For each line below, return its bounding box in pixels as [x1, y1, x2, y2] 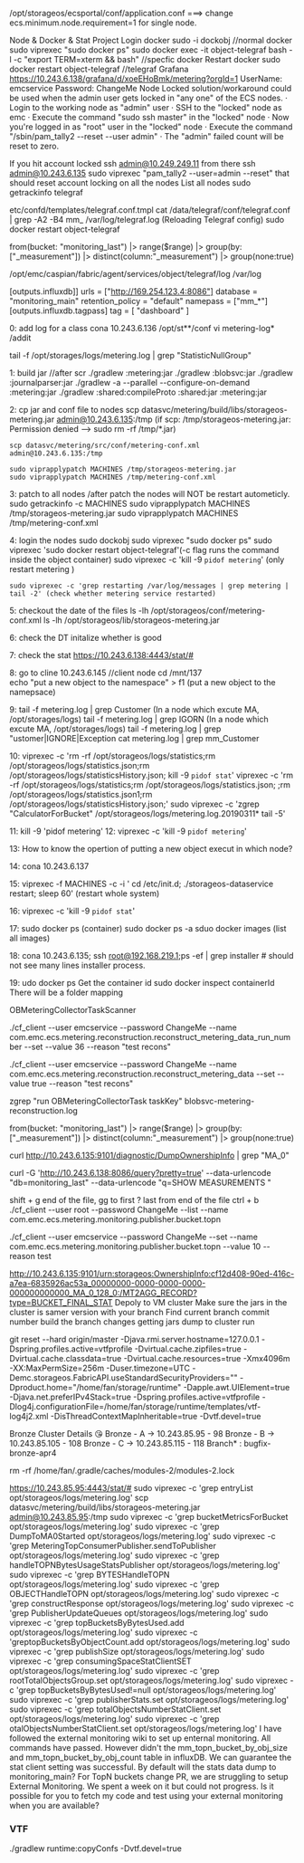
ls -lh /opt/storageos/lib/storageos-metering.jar [43, 615, 220, 626]
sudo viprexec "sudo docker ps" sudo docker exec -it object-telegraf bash [9, 44, 288, 55]
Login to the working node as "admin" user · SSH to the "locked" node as [9, 102, 282, 112]
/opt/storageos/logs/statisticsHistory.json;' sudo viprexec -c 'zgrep [9, 798, 260, 809]
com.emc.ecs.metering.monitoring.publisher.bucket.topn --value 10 [9, 1241, 261, 1252]
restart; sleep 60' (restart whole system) [9, 888, 160, 899]
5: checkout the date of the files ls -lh [9, 606, 149, 616]
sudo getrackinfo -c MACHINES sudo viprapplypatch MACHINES [9, 498, 251, 509]
